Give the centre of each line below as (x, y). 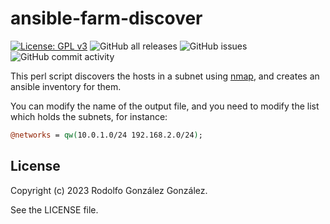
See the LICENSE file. (54, 209)
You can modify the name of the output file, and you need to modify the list (165, 106)
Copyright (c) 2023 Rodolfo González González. (109, 190)
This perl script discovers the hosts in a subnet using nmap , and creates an (165, 76)
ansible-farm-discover (106, 18)
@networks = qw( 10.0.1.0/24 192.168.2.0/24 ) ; (106, 135)
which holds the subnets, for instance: (89, 116)
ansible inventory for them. (66, 86)
